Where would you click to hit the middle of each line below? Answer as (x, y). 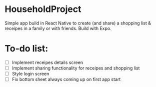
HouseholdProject (43, 9)
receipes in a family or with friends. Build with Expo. (58, 28)
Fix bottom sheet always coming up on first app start (66, 79)
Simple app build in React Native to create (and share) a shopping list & (78, 23)
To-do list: (26, 49)
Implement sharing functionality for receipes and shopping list (76, 68)
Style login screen (30, 74)
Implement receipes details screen (47, 62)
